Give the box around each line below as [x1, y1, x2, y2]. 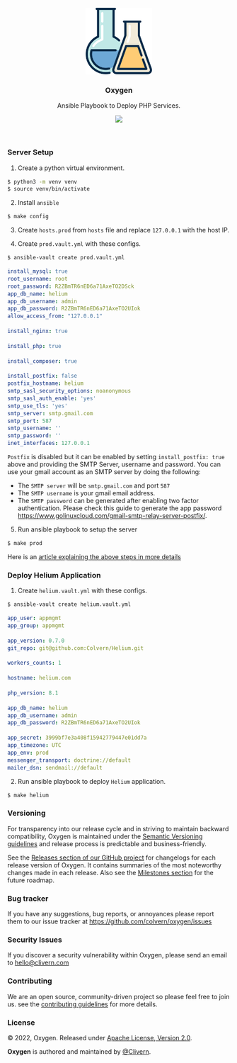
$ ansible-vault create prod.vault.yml [7, 254, 125, 261]
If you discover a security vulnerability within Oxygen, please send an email [7, 951, 228, 960]
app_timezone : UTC [7, 742, 62, 749]
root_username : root [7, 275, 69, 282]
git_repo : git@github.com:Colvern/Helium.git [7, 644, 144, 652]
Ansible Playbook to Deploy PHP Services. [57, 101, 181, 110]
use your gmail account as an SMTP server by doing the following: [7, 468, 201, 476]
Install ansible [17, 198, 59, 207]
